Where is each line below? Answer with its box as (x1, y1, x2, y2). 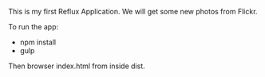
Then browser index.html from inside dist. (8, 61, 145, 71)
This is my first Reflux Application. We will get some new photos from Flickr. (8, 7, 258, 16)
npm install (19, 37, 57, 47)
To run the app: (8, 22, 59, 31)
